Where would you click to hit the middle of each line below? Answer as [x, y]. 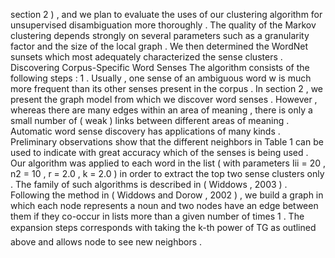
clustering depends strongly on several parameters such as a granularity [160, 35]
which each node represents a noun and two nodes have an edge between [164, 205]
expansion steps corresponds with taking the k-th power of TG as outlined [163, 227]
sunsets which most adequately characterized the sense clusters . [146, 57]
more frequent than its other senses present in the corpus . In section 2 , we [167, 88]
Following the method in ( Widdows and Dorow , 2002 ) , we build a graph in [167, 195]
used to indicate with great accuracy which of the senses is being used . [159, 152]
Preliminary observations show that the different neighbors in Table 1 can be [167, 142]
